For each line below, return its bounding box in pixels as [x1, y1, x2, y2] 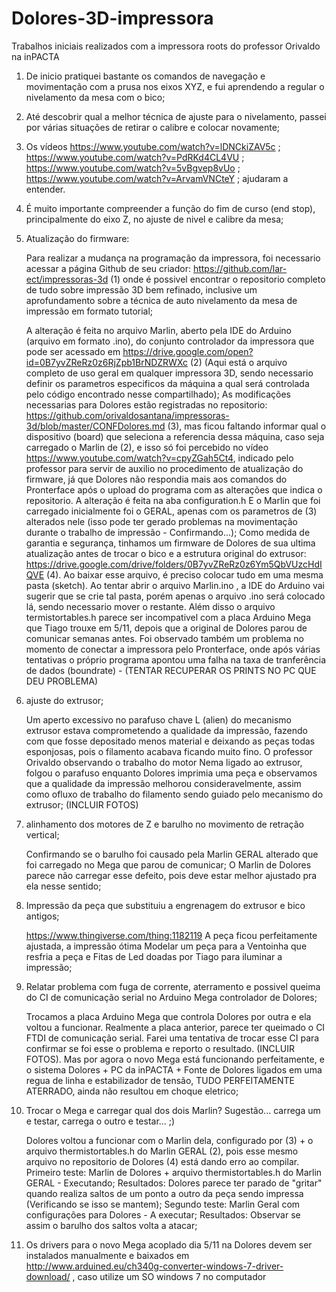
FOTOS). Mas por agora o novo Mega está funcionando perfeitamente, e [25, 1053, 325, 1065]
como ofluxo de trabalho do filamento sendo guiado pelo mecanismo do [25, 788, 324, 800]
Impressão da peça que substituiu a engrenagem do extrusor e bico [25, 899, 306, 911]
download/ [25, 1270, 71, 1282]
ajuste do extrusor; [25, 694, 104, 706]
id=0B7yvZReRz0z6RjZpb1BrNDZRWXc [25, 356, 189, 368]
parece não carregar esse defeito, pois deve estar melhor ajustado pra [25, 869, 318, 881]
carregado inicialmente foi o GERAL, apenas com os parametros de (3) [25, 505, 318, 517]
